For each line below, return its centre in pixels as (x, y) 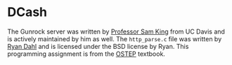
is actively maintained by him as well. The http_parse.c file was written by (115, 38)
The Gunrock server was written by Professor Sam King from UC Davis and (116, 31)
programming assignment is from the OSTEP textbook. (86, 54)
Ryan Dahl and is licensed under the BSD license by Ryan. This (98, 46)
